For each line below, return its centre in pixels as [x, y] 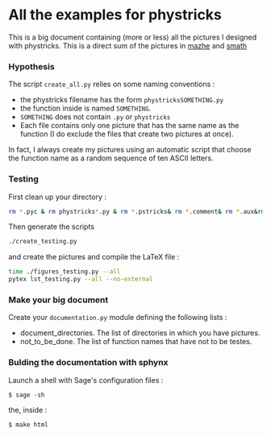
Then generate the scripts [52, 226]
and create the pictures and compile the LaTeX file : [94, 257]
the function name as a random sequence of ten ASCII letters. [111, 158]
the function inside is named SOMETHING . [85, 108]
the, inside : [28, 409]
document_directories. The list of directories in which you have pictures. [140, 333]
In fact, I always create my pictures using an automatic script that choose [130, 150]
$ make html [28, 425]
